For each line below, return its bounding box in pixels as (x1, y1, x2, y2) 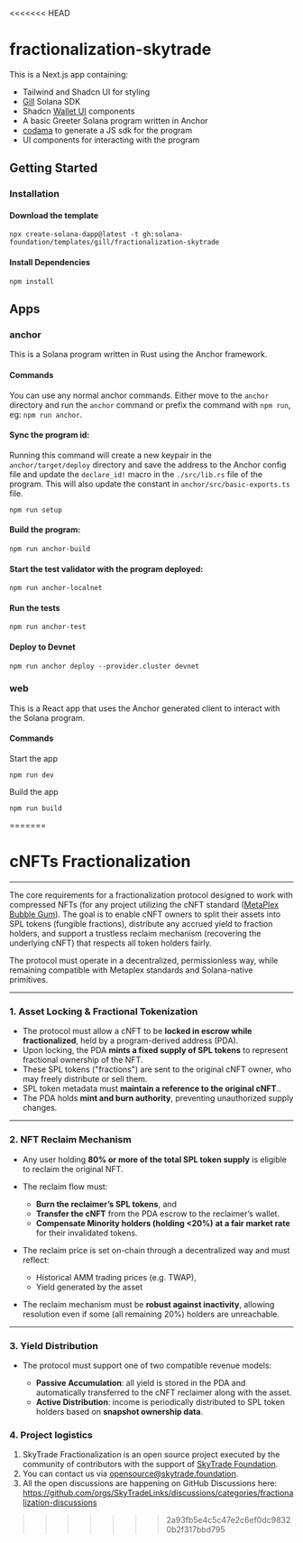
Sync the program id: (9, 430, 90, 440)
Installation (9, 188, 60, 200)
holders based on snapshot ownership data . (35, 1406, 204, 1417)
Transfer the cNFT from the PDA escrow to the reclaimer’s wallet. (35, 1208, 280, 1219)
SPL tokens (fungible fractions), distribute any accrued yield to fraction (9, 919, 273, 929)
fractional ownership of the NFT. (22, 1055, 143, 1066)
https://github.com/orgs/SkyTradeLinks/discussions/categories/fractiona (22, 1488, 294, 1499)
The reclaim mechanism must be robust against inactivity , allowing (22, 1298, 275, 1309)
